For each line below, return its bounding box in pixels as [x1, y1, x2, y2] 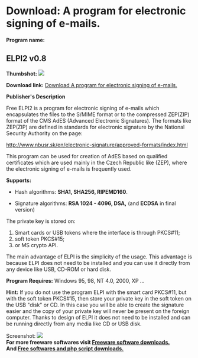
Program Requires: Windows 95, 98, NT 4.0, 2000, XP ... [6, 277, 145, 284]
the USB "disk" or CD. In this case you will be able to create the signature [6, 301, 184, 308]
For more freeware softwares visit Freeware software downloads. [6, 338, 170, 346]
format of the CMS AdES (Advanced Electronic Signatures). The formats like [6, 117, 191, 124]
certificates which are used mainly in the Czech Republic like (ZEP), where [6, 159, 187, 166]
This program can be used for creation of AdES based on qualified [6, 152, 168, 159]
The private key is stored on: [6, 218, 76, 225]
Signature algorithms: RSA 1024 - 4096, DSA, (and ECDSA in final [14, 200, 176, 207]
